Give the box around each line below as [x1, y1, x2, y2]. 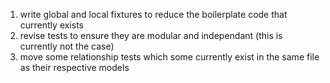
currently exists [19, 19, 84, 31]
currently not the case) [19, 40, 115, 52]
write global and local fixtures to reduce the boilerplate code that [19, 9, 288, 20]
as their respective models [19, 62, 130, 73]
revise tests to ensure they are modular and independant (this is [19, 30, 283, 41]
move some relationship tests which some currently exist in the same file [19, 51, 320, 63]
